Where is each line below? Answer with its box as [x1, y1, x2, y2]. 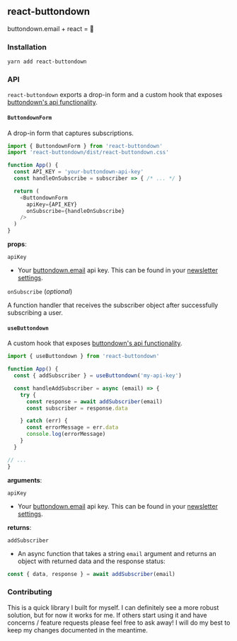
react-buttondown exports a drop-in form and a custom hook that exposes [7, 91, 223, 99]
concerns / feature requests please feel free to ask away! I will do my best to [7, 618, 231, 627]
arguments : [7, 475, 42, 484]
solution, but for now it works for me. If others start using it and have [7, 611, 207, 619]
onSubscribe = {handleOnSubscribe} [25, 207, 125, 214]
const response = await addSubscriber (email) [25, 398, 163, 405]
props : [7, 240, 27, 248]
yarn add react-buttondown [7, 58, 87, 66]
